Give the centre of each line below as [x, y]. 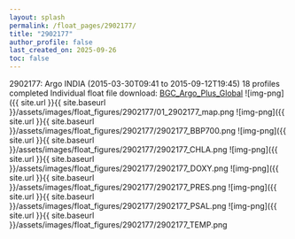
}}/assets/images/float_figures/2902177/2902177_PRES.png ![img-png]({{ [143, 187]
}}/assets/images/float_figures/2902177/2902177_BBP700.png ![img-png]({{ [147, 131]
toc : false [29, 58]
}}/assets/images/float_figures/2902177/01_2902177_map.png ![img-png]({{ [147, 112]
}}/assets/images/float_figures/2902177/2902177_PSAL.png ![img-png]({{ [143, 206]
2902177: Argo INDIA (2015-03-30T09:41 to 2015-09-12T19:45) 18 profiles [145, 84]
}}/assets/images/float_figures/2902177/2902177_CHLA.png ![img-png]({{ [144, 150]
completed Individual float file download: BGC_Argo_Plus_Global [126, 93]
